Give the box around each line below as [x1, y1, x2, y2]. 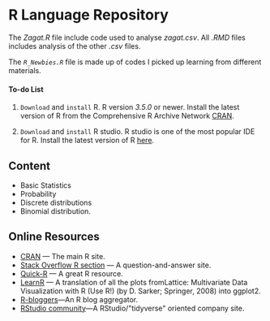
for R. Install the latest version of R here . [19, 136, 155, 145]
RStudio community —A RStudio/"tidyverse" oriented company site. [19, 303, 245, 313]
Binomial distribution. [19, 206, 92, 216]
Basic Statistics [19, 180, 71, 190]
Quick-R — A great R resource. [19, 268, 123, 278]
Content [8, 158, 51, 172]
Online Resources [8, 230, 100, 244]
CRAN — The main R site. [19, 251, 105, 261]
